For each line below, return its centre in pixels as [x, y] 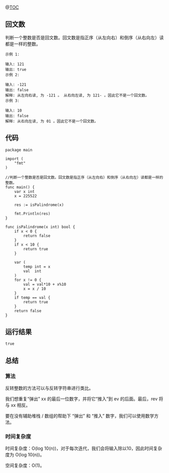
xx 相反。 [21, 405]
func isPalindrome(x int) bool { [40, 227]
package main [19, 150]
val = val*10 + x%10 [45, 284]
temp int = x [37, 267]
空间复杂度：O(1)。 [25, 465]
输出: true [16, 69]
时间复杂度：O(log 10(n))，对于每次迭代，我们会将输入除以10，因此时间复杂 [84, 448]
